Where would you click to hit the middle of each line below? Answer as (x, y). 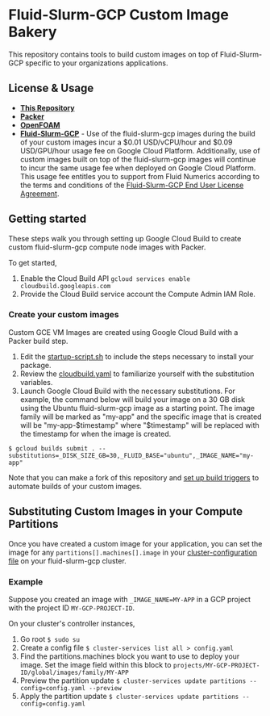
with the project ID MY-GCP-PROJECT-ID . (72, 608)
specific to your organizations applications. (97, 63)
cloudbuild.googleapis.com (65, 286)
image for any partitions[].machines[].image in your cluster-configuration (133, 552)
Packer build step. (38, 341)
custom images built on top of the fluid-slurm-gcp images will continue (138, 159)
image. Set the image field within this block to (96, 664)
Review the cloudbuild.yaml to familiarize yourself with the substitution (137, 374)
